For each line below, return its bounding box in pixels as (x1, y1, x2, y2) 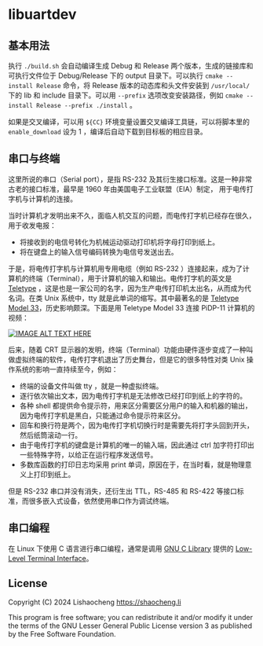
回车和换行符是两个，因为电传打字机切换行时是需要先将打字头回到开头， (19, 420, 254, 430)
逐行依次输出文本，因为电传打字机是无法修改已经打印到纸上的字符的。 (19, 391, 247, 400)
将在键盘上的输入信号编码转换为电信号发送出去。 (19, 247, 178, 256)
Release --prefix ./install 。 (36, 101, 137, 109)
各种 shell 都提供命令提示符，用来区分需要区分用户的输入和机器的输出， (19, 401, 253, 410)
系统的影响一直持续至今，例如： (14, 364, 119, 374)
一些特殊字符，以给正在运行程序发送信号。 (19, 450, 158, 459)
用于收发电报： (8, 220, 57, 229)
